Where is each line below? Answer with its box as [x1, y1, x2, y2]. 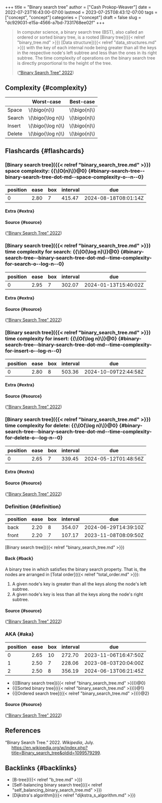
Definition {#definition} [5, 503, 62, 510]
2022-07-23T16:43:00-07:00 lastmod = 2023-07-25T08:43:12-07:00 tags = [5, 9, 158, 15]
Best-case [70, 98, 95, 105]
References [5, 726, 41, 735]
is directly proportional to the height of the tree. [17, 60, 112, 66]
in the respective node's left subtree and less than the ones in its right [17, 50, 157, 56]
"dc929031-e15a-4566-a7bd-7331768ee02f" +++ [5, 20, 105, 25]
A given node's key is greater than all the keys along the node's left [12, 581, 147, 587]
